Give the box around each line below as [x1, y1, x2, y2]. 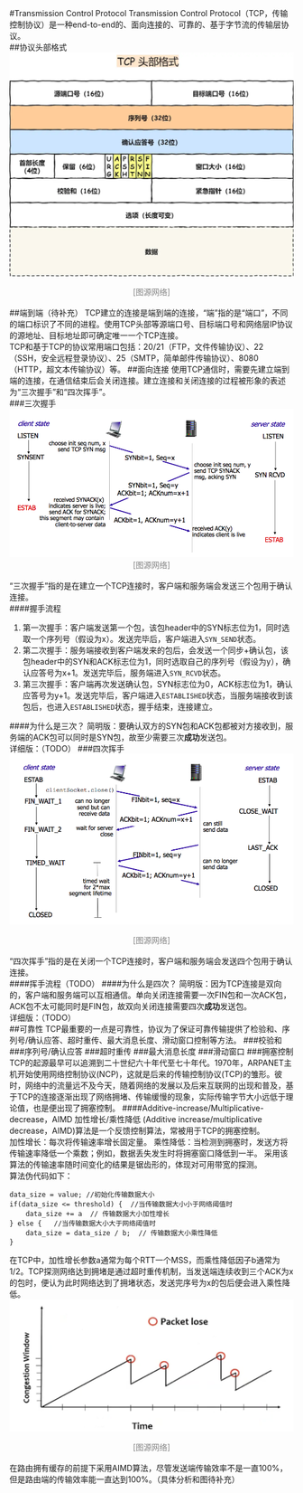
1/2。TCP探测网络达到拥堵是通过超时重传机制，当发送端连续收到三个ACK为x [9, 1266, 294, 1277]
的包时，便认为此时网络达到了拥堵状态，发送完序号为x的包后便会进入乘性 [9, 1278, 282, 1289]
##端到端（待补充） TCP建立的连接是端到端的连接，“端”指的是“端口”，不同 [9, 307, 289, 318]
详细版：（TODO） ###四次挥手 [9, 743, 124, 754]
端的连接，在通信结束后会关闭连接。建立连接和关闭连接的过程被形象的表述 [9, 375, 286, 386]
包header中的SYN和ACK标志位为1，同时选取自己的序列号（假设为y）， [22, 657, 283, 667]
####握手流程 [9, 603, 61, 614]
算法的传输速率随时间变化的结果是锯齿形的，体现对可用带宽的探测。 [9, 1159, 262, 1170]
